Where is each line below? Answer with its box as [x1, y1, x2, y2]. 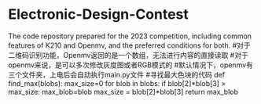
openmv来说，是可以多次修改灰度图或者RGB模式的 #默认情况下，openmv [8, 60, 247, 70]
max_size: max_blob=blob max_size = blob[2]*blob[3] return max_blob [8, 87, 238, 96]
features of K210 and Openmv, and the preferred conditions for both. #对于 [8, 41, 252, 50]
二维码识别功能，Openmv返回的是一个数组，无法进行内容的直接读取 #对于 [8, 50, 249, 59]
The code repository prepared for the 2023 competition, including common [8, 31, 252, 41]
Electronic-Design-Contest [8, 5, 189, 23]
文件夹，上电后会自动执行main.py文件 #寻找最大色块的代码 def [21, 70, 226, 79]
